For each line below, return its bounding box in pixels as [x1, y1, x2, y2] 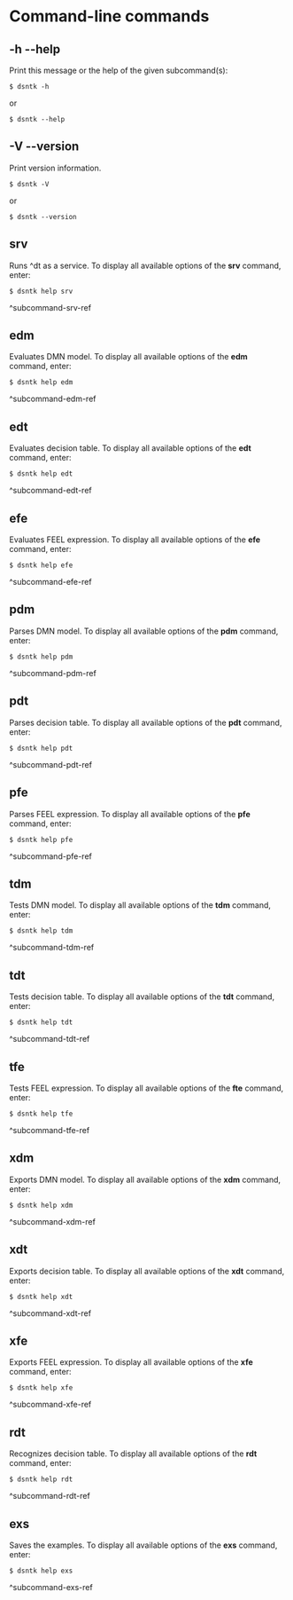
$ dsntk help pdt [9, 744, 73, 753]
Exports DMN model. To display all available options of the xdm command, [9, 1174, 281, 1185]
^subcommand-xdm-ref [9, 1216, 96, 1226]
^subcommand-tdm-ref [9, 942, 95, 953]
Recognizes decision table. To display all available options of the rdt [9, 1448, 258, 1459]
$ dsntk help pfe [9, 835, 73, 844]
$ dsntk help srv [9, 287, 73, 296]
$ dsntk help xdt [9, 1292, 73, 1301]
